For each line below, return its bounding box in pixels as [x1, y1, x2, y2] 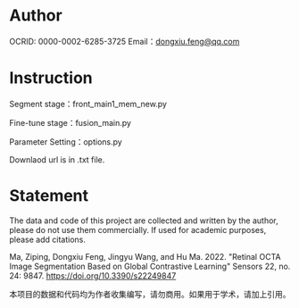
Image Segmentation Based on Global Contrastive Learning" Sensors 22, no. [9, 261, 291, 271]
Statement [9, 186, 89, 206]
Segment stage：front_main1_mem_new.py [9, 98, 168, 109]
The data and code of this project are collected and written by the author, [9, 215, 278, 226]
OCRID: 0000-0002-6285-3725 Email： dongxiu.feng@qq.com [9, 36, 240, 46]
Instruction [9, 68, 93, 88]
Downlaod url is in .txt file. [9, 154, 105, 165]
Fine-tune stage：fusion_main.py [9, 117, 132, 128]
